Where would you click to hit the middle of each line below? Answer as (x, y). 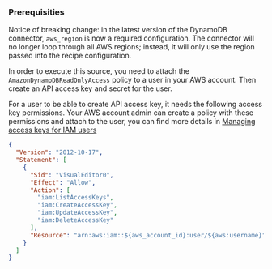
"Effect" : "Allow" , (62, 182)
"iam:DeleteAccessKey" (76, 220)
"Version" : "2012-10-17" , (59, 152)
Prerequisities (36, 12)
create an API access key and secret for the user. (90, 88)
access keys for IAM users (53, 130)
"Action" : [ (50, 190)
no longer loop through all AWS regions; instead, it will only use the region (132, 47)
